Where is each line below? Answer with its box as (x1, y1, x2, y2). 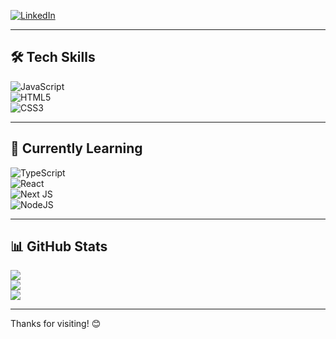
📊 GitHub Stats (10, 238, 108, 255)
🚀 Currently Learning (10, 140, 143, 157)
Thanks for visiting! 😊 (10, 318, 102, 330)
